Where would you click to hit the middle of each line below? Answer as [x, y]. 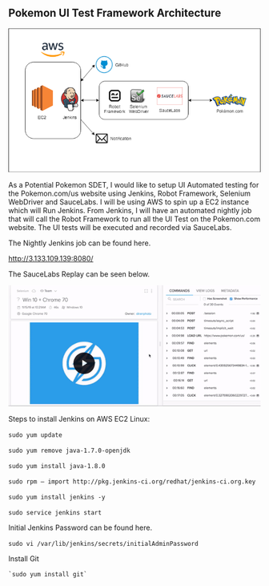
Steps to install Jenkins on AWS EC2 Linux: [79, 418]
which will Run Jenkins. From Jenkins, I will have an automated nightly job [130, 210]
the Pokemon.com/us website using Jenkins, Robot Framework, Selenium [129, 193]
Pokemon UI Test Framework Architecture [115, 13]
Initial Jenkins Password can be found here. [80, 527]
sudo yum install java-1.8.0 [57, 466]
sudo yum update [35, 435]
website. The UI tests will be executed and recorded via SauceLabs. [120, 227]
